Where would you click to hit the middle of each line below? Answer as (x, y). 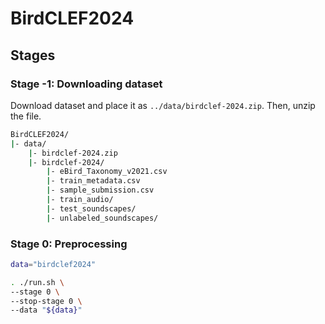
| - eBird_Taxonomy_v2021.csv (107, 172)
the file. (26, 116)
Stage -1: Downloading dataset (86, 84)
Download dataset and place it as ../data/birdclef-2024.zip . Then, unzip (163, 105)
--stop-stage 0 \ (46, 301)
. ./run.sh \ (37, 282)
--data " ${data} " (46, 310)
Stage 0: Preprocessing (69, 244)
